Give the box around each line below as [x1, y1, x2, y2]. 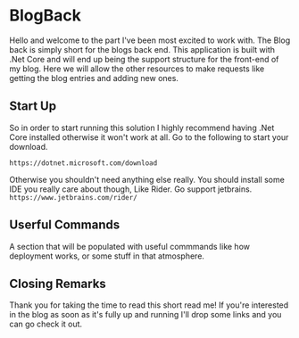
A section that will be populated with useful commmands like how [9, 241, 250, 251]
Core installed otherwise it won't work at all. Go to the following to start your [9, 131, 289, 143]
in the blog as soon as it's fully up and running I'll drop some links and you [9, 309, 282, 320]
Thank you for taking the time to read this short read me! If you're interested [9, 300, 289, 310]
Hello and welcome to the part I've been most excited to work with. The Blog [9, 35, 291, 45]
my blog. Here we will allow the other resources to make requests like [9, 63, 265, 74]
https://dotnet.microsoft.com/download [9, 158, 158, 168]
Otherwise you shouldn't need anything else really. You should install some [9, 174, 286, 185]
